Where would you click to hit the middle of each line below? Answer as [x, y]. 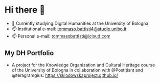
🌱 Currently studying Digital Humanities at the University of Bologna [80, 23]
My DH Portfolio [29, 53]
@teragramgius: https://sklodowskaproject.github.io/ [65, 75]
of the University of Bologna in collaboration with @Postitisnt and [77, 70]
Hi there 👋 [25, 10]
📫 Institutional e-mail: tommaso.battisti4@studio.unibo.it [69, 29]
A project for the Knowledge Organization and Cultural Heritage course [83, 65]
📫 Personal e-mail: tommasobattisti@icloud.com [61, 36]
